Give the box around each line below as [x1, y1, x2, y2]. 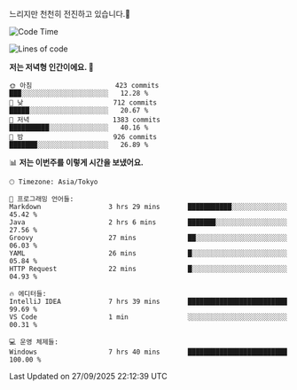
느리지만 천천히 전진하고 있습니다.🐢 [9, 9, 131, 19]
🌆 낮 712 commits [9, 98, 158, 107]
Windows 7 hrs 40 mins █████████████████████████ [9, 347, 288, 356]
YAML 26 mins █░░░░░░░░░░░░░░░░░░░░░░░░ [9, 249, 288, 258]
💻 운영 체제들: [9, 338, 59, 347]
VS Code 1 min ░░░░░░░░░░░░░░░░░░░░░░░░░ [9, 313, 288, 322]
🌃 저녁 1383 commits [9, 115, 161, 124]
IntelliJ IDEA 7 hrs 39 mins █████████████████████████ [9, 297, 288, 306]
